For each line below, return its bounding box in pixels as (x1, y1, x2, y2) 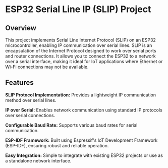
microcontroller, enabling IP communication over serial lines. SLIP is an (5, 42, 152, 48)
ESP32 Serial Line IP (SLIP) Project (5, 4, 151, 15)
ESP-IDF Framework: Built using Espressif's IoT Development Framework (5, 137, 158, 143)
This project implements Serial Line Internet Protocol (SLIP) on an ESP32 (5, 37, 156, 43)
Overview (5, 24, 37, 32)
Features (5, 78, 34, 87)
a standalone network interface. (5, 157, 72, 163)
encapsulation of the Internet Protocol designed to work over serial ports (5, 48, 156, 53)
